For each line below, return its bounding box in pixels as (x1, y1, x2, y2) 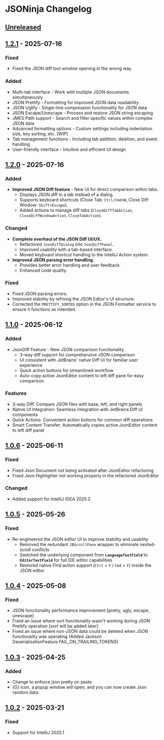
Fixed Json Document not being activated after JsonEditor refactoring (12, 467, 154, 473)
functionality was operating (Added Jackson (12, 633, 102, 639)
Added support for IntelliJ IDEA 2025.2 (12, 496, 91, 502)
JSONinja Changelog (5, 3, 92, 15)
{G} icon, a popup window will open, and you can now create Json (12, 684, 147, 690)
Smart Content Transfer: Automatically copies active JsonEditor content (12, 422, 158, 428)
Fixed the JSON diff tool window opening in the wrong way (12, 65, 132, 72)
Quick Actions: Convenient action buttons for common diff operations (12, 416, 153, 423)
